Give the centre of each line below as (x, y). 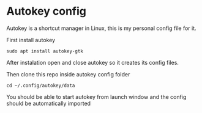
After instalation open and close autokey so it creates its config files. (93, 62)
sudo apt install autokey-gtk (45, 51)
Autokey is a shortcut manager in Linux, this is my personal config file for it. (102, 28)
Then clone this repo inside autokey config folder (68, 74)
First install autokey (31, 40)
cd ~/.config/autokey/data (41, 86)
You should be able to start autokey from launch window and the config (96, 97)
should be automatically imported (48, 103)
